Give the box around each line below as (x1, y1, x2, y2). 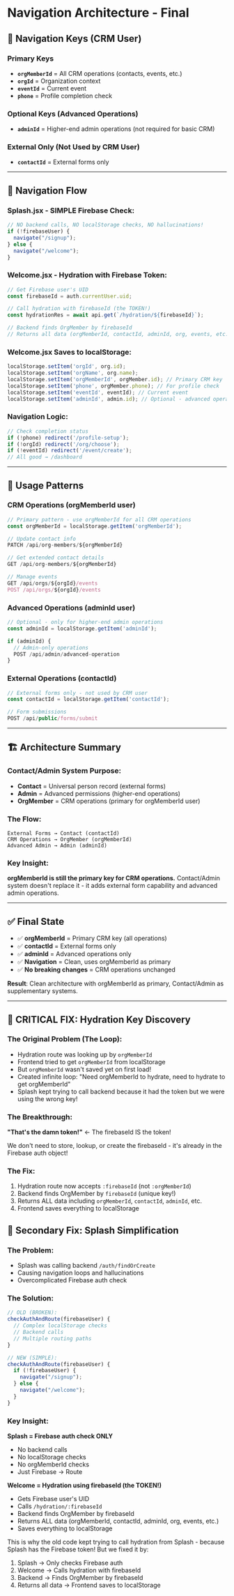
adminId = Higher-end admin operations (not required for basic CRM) (17, 125, 215, 133)
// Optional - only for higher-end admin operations (7, 619, 164, 626)
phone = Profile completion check (17, 91, 113, 100)
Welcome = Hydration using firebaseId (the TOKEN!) (7, 1481, 162, 1489)
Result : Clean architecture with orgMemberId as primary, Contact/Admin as (7, 979, 224, 988)
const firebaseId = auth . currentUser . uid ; (7, 293, 132, 300)
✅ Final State (7, 915, 65, 928)
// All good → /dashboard (7, 454, 82, 461)
